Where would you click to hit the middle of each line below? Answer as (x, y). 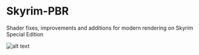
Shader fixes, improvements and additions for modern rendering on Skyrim (100, 28)
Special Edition (25, 34)
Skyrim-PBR (38, 11)
